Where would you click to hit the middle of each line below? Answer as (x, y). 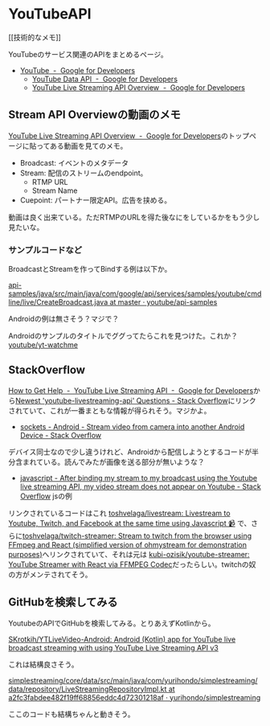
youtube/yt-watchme (43, 345)
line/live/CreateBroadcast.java (58, 302)
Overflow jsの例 (46, 496)
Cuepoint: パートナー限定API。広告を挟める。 (96, 200)
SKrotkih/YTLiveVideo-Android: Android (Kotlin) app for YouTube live (122, 639)
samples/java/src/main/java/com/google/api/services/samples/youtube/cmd (135, 293)
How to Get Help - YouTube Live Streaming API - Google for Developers (131, 390)
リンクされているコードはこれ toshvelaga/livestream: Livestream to (119, 513)
